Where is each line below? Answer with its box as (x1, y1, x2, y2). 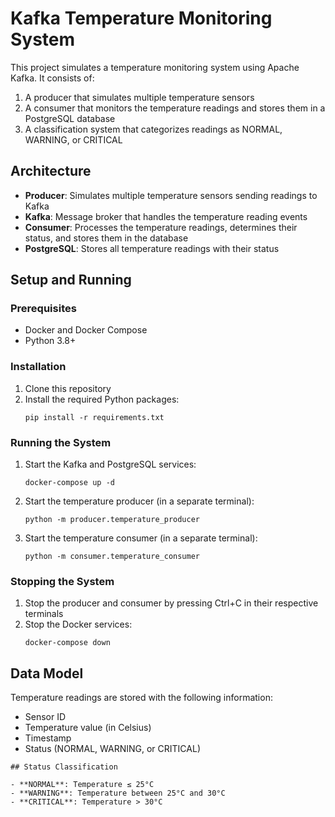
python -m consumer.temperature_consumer (24, 552, 200, 562)
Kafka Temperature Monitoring (10, 7, 273, 30)
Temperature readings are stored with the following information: (10, 692, 273, 704)
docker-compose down (24, 638, 111, 648)
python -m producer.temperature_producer (24, 515, 200, 525)
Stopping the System (10, 574, 115, 588)
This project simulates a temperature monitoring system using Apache (10, 61, 300, 73)
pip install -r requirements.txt (24, 412, 165, 422)
